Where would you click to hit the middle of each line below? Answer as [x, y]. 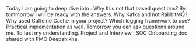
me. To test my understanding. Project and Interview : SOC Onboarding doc [97, 33]
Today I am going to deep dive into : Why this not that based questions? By [96, 8]
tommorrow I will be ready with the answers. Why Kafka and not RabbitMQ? [97, 14]
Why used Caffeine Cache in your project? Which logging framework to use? [98, 21]
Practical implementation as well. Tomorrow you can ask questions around [95, 27]
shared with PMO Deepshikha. [43, 39]
